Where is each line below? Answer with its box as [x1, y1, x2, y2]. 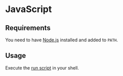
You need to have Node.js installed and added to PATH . [5, 37, 118, 43]
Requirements [5, 24, 51, 32]
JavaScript [5, 4, 52, 15]
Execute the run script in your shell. [5, 64, 79, 71]
